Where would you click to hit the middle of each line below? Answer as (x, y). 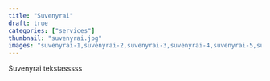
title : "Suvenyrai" (41, 16)
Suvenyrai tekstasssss (45, 68)
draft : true (28, 23)
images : (21, 46)
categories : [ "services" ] (51, 30)
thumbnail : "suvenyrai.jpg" (55, 38)
